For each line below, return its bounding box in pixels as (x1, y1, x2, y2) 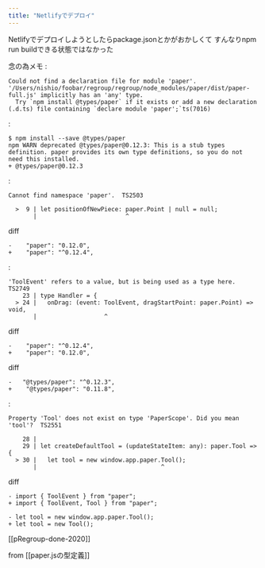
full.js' (8, 91, 37, 99)
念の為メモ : (8, 61, 48, 71)
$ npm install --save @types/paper (8, 134, 126, 142)
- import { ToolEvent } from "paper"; (8, 492, 136, 500)
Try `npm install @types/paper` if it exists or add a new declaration (15, 98, 258, 106)
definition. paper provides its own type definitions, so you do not (8, 148, 244, 156)
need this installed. (8, 155, 80, 163)
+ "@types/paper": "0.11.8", (8, 384, 115, 393)
